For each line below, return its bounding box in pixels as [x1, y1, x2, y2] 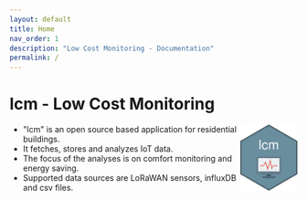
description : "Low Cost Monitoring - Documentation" [9, 44, 215, 53]
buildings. [22, 133, 60, 145]
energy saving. [22, 163, 79, 174]
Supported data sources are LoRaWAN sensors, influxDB [22, 173, 237, 184]
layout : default [9, 15, 71, 24]
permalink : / [9, 53, 59, 63]
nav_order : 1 [9, 34, 59, 43]
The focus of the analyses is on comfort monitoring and [22, 153, 233, 164]
